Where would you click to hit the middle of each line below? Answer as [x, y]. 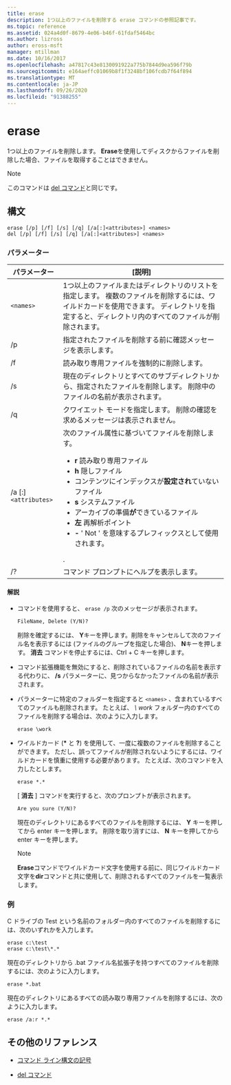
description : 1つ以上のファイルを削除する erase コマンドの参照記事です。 [103, 20]
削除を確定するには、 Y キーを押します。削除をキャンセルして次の [110, 635]
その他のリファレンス [52, 1042]
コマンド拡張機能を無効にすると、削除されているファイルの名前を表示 [116, 667]
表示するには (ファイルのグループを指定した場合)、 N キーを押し [126, 644]
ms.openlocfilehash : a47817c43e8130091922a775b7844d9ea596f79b [100, 65]
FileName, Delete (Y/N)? [53, 622]
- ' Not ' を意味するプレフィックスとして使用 [146, 534]
